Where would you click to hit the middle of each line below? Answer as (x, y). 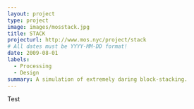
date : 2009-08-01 (33, 53)
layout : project (31, 14)
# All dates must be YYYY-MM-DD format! (68, 46)
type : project (28, 20)
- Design (26, 72)
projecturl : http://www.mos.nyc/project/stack (77, 40)
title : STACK (26, 33)
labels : (19, 60)
